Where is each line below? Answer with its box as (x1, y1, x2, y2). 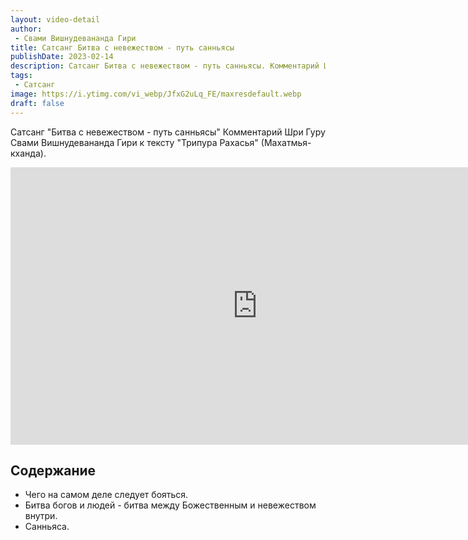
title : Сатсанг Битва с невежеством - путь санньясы (10, 42, 235, 53)
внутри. (24, 510, 58, 522)
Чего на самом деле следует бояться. (24, 489, 189, 501)
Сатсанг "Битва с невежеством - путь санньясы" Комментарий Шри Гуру (10, 126, 326, 138)
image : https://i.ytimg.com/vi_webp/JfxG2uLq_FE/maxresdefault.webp (10, 89, 302, 99)
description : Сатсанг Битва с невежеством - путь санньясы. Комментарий (10, 61, 320, 71)
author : (10, 24, 43, 34)
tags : (10, 71, 33, 81)
